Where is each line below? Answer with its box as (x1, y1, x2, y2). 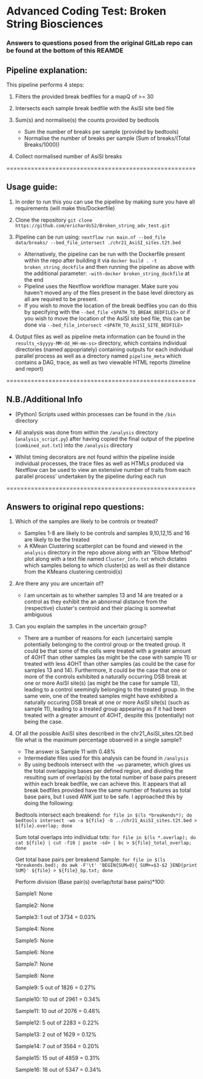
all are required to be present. (24, 295, 98, 302)
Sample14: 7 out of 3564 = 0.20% (15, 1043, 100, 1050)
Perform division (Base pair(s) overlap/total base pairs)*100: (15, 878, 165, 886)
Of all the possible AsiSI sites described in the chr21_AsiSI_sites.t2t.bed (15, 730, 193, 737)
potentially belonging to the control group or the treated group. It (24, 641, 186, 648)
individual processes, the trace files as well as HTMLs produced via (15, 459, 184, 467)
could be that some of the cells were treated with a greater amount (24, 647, 191, 655)
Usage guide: (6, 182, 58, 192)
